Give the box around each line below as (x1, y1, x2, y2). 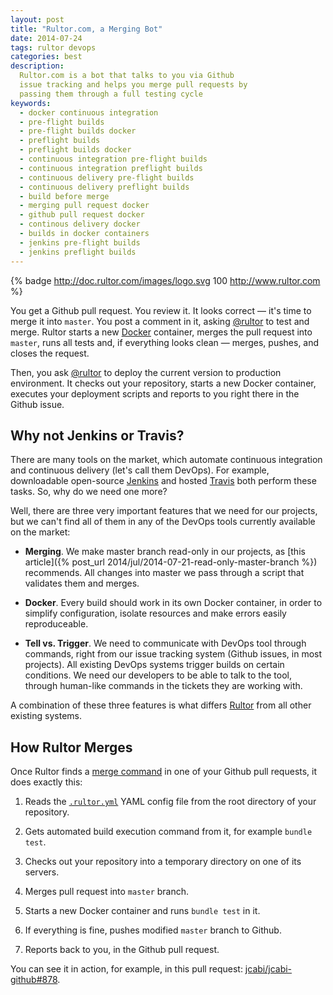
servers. (24, 866, 60, 878)
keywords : (10, 98, 52, 108)
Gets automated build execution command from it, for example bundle (24, 826, 313, 838)
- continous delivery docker (19, 219, 141, 230)
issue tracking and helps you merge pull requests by (19, 80, 248, 90)
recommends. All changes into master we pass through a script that (24, 567, 305, 579)
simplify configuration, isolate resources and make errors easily (24, 607, 287, 620)
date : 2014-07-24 (10, 33, 83, 43)
